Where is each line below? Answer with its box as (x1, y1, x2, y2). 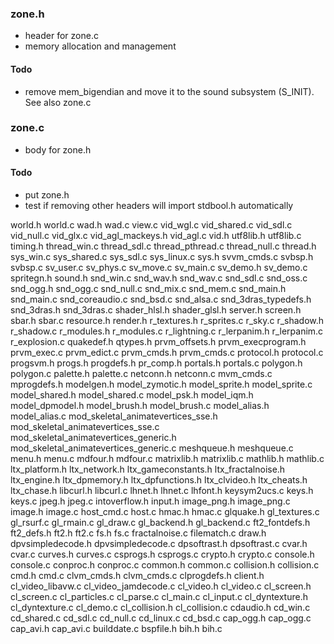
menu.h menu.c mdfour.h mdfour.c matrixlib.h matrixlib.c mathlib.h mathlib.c (10, 453, 325, 464)
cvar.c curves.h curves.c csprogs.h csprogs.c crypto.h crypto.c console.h (10, 548, 315, 560)
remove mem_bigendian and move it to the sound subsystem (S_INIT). (24, 85, 315, 97)
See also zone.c (24, 96, 92, 108)
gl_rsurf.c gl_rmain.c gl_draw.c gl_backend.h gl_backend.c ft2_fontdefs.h (10, 517, 311, 528)
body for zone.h (24, 143, 92, 156)
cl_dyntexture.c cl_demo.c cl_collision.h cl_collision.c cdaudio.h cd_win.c (10, 602, 311, 613)
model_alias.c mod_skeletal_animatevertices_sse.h (10, 410, 218, 422)
